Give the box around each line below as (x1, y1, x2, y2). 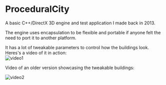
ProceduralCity (5, 3, 70, 15)
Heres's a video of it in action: (5, 50, 67, 56)
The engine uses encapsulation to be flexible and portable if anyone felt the (5, 29, 161, 35)
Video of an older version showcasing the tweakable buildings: (5, 65, 135, 71)
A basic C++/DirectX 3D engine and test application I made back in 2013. (5, 20, 156, 26)
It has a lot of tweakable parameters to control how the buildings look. (5, 44, 149, 50)
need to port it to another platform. (5, 35, 76, 41)
